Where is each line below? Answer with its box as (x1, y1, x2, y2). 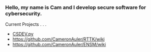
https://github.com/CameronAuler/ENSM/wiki (12, 42, 106, 48)
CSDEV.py (12, 31, 34, 37)
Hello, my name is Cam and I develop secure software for (5, 4, 146, 11)
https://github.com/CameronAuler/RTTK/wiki (12, 36, 105, 42)
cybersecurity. (5, 10, 42, 17)
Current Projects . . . (5, 21, 46, 27)
